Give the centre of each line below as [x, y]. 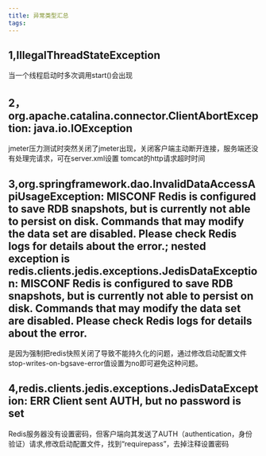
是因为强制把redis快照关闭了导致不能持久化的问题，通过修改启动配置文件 [128, 353]
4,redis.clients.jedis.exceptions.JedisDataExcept [133, 389]
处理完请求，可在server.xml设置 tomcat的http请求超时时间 [110, 158]
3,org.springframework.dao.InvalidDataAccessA [132, 184]
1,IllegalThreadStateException [84, 55]
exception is [39, 258]
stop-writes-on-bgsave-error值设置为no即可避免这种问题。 [105, 363]
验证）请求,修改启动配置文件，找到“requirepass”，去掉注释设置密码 [119, 443]
